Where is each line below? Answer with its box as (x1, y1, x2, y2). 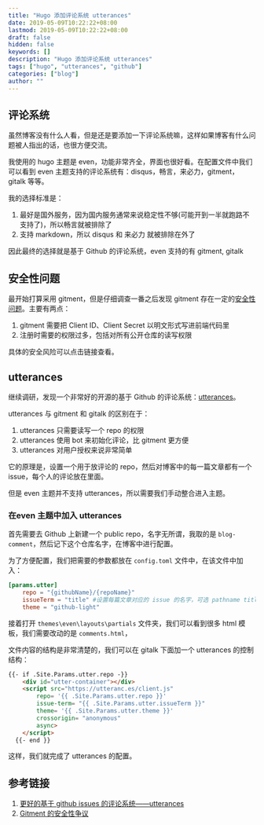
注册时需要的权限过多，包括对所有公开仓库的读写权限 (19, 331, 192, 340)
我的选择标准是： (8, 193, 64, 203)
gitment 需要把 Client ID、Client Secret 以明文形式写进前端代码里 (19, 321, 230, 330)
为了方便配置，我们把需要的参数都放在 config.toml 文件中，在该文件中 (8, 555, 237, 566)
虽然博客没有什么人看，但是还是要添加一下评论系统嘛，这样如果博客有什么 (8, 130, 249, 140)
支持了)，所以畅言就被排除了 (19, 220, 112, 229)
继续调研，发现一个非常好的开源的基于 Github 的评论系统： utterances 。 (8, 392, 240, 401)
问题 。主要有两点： (8, 304, 71, 313)
